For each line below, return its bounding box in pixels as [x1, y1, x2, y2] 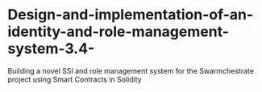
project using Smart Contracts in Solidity [7, 74, 142, 84]
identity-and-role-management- [7, 22, 230, 41]
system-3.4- [7, 40, 95, 58]
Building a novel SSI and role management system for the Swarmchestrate [7, 66, 255, 75]
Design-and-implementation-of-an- [7, 6, 254, 24]
